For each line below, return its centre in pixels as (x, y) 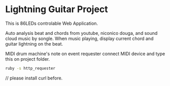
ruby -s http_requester (30, 68)
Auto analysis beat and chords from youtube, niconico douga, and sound (81, 33)
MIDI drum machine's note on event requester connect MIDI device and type (85, 54)
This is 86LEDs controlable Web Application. (52, 23)
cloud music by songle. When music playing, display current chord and (79, 38)
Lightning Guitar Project (57, 9)
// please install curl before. (34, 78)
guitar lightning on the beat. (34, 44)
